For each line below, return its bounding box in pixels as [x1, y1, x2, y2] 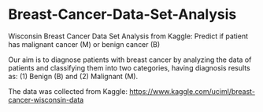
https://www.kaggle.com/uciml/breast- [129, 86, 256, 96]
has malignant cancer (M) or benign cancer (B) [8, 39, 161, 49]
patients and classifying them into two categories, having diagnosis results [8, 63, 250, 72]
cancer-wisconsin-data [8, 95, 84, 104]
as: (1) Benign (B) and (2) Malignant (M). [8, 71, 139, 81]
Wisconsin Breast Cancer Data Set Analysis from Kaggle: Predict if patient [8, 31, 248, 41]
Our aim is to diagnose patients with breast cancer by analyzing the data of [8, 55, 252, 64]
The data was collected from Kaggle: [8, 86, 128, 96]
